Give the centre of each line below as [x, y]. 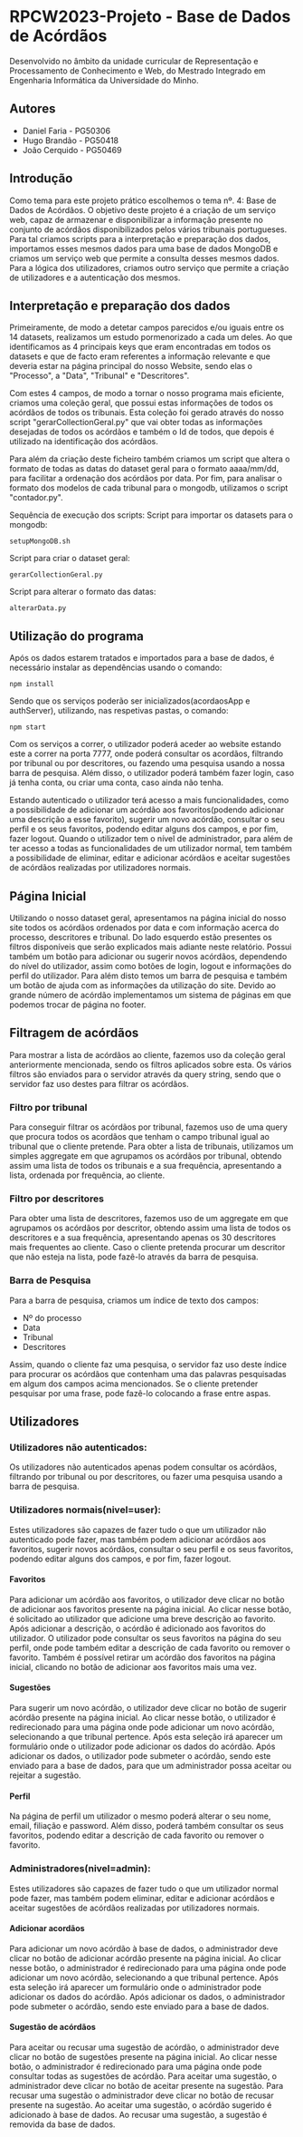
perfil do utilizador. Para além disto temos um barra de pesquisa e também [148, 976]
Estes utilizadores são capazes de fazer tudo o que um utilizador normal [144, 1889]
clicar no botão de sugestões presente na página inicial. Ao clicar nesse [143, 2057]
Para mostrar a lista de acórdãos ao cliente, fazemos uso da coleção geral [147, 1054]
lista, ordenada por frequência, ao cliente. [87, 1175]
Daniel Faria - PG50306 [66, 131]
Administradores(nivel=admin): [80, 1869]
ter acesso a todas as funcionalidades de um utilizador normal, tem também [151, 849]
